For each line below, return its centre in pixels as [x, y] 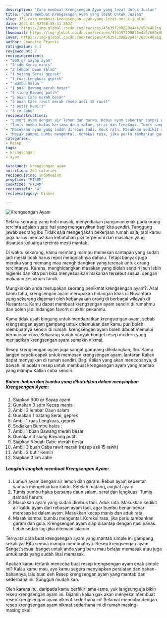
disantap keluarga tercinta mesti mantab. [47, 243]
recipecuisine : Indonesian [33, 175]
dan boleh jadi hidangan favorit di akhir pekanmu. [56, 309]
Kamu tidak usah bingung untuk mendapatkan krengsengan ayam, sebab [80, 319]
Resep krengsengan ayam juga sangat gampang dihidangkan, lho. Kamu [79, 349]
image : [12, 28]
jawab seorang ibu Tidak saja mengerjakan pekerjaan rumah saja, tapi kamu [83, 232]
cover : [12, 38]
